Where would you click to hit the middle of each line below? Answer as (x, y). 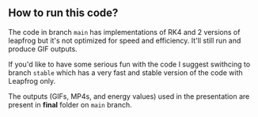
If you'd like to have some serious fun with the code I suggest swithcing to (129, 64)
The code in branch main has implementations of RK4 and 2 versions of (124, 32)
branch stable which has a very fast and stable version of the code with (125, 72)
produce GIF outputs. (43, 49)
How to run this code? (63, 13)
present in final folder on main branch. (70, 104)
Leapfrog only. (32, 81)
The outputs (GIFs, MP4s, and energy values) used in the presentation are (129, 96)
